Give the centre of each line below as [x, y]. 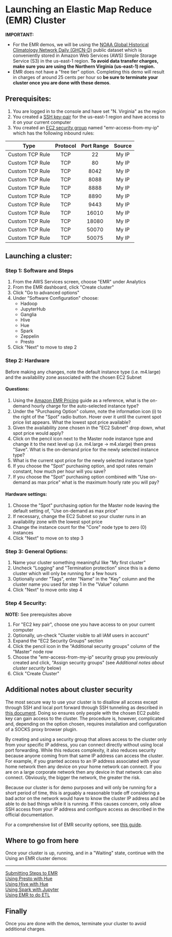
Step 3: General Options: [37, 551]
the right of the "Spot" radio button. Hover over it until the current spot [87, 416]
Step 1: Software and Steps [39, 271]
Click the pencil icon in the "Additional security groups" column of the [86, 646]
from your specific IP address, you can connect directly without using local [84, 744]
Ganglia [28, 315]
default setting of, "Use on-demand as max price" [65, 511]
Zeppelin [30, 336]
